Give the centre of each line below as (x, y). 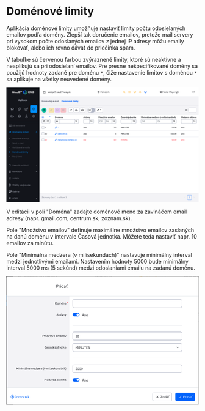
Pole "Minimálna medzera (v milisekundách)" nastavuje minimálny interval (99, 255)
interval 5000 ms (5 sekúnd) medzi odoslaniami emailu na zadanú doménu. (101, 268)
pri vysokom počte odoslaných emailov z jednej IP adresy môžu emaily (95, 41)
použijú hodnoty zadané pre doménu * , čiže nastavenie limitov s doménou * (102, 72)
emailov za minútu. (30, 243)
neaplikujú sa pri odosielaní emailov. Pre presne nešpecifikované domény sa (102, 66)
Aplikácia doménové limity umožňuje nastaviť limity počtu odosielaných (96, 28)
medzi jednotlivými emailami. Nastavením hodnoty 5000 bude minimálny (98, 262)
